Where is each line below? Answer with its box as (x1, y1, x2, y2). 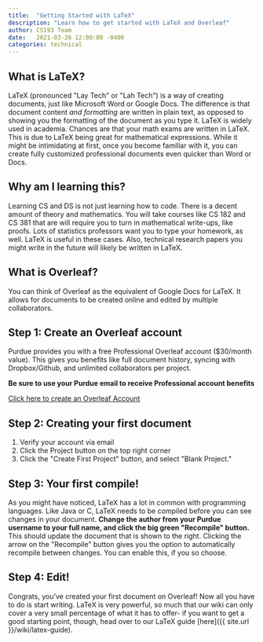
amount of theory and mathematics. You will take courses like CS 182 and (8, 209, 246, 218)
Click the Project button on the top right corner (19, 446, 171, 456)
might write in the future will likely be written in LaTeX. (8, 243, 183, 252)
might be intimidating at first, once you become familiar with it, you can (8, 141, 238, 150)
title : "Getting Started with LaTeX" (8, 11, 135, 20)
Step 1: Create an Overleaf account (8, 325, 183, 339)
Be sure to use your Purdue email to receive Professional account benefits (8, 379, 255, 388)
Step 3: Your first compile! (8, 477, 139, 490)
